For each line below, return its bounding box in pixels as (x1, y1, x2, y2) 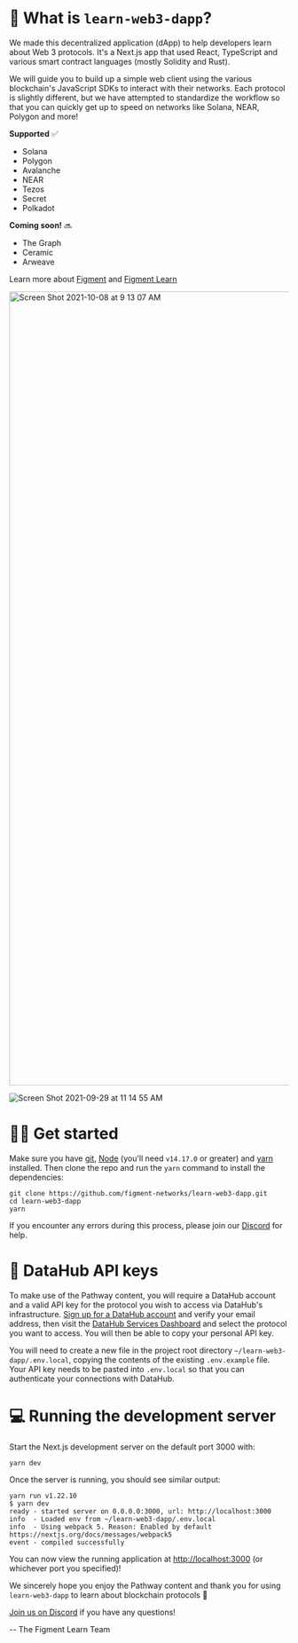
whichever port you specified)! (9, 1562, 122, 1574)
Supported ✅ (9, 128, 59, 138)
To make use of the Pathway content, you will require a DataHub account (9, 1290, 276, 1300)
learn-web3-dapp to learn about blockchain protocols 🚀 (9, 1589, 208, 1600)
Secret (21, 193, 47, 203)
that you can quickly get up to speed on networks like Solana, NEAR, (9, 101, 260, 112)
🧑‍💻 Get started (9, 1124, 119, 1144)
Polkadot (21, 202, 55, 213)
